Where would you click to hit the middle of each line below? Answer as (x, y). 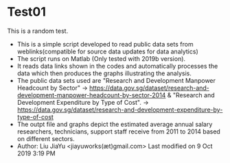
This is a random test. (38, 31)
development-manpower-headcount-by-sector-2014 (91, 95)
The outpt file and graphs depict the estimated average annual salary (115, 124)
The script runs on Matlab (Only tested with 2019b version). (101, 58)
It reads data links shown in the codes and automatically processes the (117, 66)
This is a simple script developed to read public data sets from (105, 44)
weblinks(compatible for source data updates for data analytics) (107, 51)
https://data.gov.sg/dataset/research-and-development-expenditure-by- (120, 110)
